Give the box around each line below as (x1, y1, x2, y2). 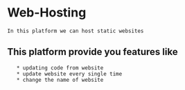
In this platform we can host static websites (7, 27, 144, 34)
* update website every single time (16, 70, 123, 77)
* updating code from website (16, 64, 104, 71)
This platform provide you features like (7, 46, 178, 58)
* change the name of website (16, 76, 104, 83)
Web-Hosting (7, 5, 87, 21)
